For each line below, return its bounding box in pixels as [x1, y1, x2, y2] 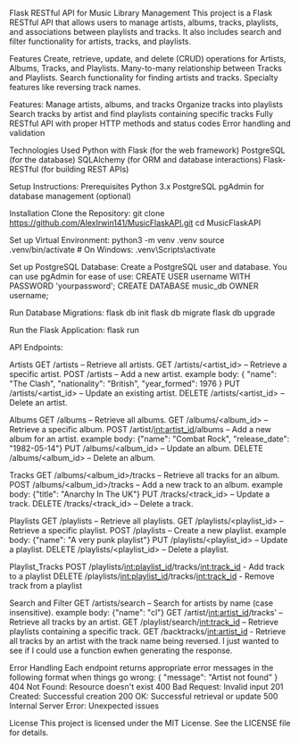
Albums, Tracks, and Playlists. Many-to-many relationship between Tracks [9, 63, 283, 73]
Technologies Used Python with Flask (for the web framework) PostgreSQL [9, 145, 286, 155]
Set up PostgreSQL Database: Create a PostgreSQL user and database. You [9, 262, 287, 272]
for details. [9, 727, 49, 738]
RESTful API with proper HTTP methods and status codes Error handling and [9, 118, 291, 129]
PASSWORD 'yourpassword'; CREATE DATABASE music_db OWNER [9, 280, 259, 291]
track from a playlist [9, 581, 83, 590]
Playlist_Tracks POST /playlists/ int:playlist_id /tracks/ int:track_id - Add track [9, 562, 286, 572]
